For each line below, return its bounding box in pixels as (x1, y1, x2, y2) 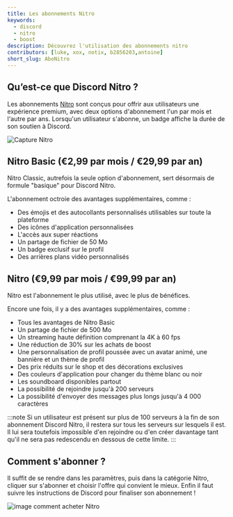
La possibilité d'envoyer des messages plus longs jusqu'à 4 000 (17, 392, 202, 401)
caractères (17, 399, 49, 408)
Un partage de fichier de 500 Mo (17, 326, 112, 334)
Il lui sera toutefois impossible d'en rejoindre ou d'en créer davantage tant (7, 428, 219, 436)
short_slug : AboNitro (7, 56, 70, 63)
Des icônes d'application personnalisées (17, 223, 134, 232)
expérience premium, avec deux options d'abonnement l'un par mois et (7, 107, 212, 116)
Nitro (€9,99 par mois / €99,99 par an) (7, 273, 177, 285)
